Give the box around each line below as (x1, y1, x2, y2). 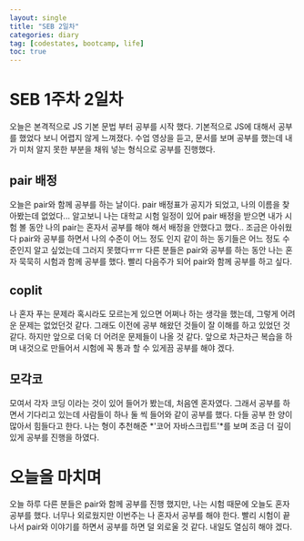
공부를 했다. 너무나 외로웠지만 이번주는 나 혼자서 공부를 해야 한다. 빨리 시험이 (9, 510, 281, 521)
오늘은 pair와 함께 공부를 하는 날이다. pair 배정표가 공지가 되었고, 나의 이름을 (9, 199, 280, 209)
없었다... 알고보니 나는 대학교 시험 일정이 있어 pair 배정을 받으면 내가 (40, 210, 283, 221)
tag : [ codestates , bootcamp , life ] (9, 38, 145, 48)
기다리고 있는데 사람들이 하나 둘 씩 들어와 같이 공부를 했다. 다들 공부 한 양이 (25, 409, 293, 420)
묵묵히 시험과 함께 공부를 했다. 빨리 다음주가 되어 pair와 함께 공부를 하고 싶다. (18, 256, 293, 267)
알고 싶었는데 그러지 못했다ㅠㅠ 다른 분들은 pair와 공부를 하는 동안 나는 (33, 244, 284, 255)
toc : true (9, 47, 47, 56)
